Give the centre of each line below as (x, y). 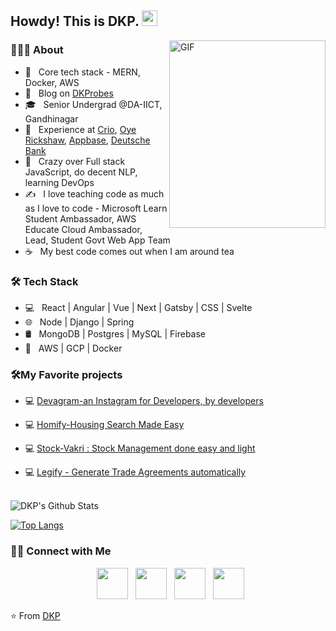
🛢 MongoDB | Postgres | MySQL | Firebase (115, 333)
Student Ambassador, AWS (80, 218)
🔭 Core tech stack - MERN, (82, 72)
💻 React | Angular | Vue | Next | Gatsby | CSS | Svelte (138, 307)
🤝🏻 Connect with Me (61, 551)
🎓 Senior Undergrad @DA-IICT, (93, 104)
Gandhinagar (51, 118)
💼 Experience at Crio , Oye (80, 129)
